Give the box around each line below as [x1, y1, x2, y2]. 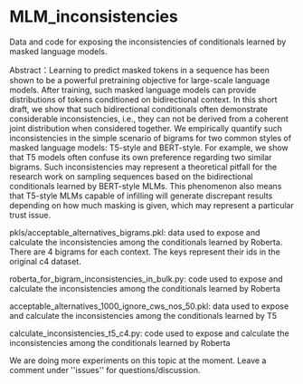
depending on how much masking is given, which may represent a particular [9, 199, 294, 210]
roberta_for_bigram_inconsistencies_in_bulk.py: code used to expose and [9, 274, 283, 284]
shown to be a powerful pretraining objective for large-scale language [9, 74, 270, 85]
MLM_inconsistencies [9, 6, 178, 27]
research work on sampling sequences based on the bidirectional [9, 170, 253, 182]
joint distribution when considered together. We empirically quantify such [9, 122, 282, 133]
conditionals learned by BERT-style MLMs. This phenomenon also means [9, 180, 282, 191]
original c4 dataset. [9, 255, 81, 266]
